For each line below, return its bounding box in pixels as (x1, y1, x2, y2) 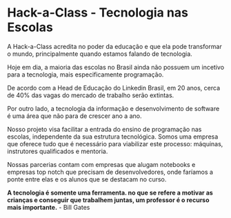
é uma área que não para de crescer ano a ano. (7, 112, 142, 120)
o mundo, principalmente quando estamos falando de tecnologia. (7, 50, 193, 58)
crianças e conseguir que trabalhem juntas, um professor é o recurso (7, 195, 210, 204)
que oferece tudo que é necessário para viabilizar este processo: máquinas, (7, 139, 223, 148)
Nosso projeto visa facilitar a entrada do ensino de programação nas (7, 125, 202, 133)
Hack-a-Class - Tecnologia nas (7, 5, 188, 21)
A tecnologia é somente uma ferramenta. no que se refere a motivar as (7, 188, 214, 197)
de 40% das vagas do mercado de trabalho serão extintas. (7, 91, 174, 99)
